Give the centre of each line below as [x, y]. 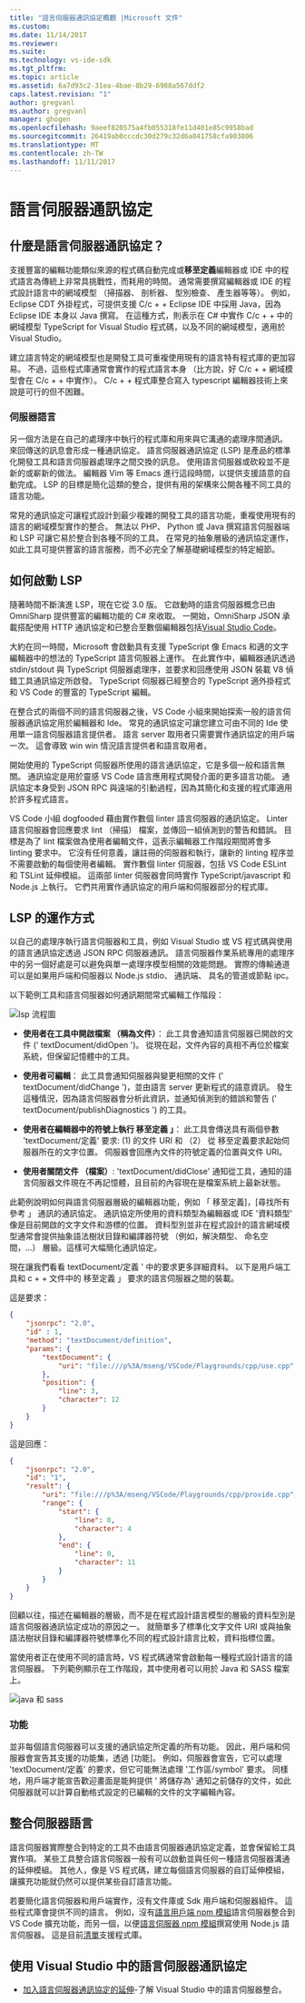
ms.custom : [30, 26]
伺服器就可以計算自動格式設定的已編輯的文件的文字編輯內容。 [125, 1792]
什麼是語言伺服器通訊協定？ [87, 246]
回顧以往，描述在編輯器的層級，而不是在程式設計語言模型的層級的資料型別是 [152, 1615]
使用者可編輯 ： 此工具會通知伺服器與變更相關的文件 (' [123, 1076]
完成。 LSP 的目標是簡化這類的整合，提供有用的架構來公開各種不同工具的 [154, 484]
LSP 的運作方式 [52, 918]
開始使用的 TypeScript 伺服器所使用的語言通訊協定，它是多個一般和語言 [143, 765]
